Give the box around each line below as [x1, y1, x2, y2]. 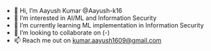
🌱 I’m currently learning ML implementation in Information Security [13, 21, 204, 29]
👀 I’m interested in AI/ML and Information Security [13, 14, 157, 22]
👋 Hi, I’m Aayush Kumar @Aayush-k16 [13, 7, 123, 14]
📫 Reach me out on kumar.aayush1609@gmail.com [13, 37, 162, 44]
